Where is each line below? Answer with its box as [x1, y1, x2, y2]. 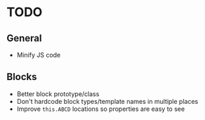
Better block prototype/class [16, 89, 100, 98]
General [6, 32, 43, 44]
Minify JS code [16, 51, 61, 59]
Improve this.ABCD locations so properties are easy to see [16, 105, 185, 113]
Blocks [6, 71, 37, 83]
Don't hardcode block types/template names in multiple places [16, 97, 199, 105]
